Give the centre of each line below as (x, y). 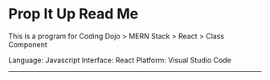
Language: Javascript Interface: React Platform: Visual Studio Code (120, 60)
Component (28, 44)
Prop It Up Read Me (74, 14)
